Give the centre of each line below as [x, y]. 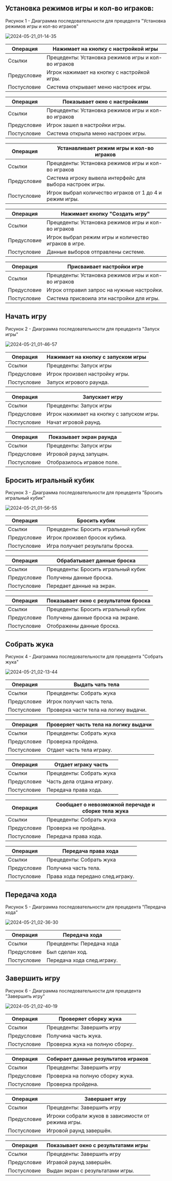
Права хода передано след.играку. [90, 877]
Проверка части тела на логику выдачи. [96, 710]
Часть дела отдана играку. [80, 782]
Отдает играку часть [81, 764]
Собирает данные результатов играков [97, 1059]
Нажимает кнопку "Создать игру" [105, 214]
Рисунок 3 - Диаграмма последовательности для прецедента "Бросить [84, 493]
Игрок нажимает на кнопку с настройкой [98, 72]
